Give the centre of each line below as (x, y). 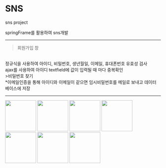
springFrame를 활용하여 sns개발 (37, 32)
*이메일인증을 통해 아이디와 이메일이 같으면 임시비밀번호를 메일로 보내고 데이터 (81, 82)
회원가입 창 (28, 48)
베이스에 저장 (18, 88)
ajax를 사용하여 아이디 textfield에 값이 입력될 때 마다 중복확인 (64, 69)
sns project (17, 22)
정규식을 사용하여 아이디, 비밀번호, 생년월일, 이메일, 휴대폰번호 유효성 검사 (76, 63)
